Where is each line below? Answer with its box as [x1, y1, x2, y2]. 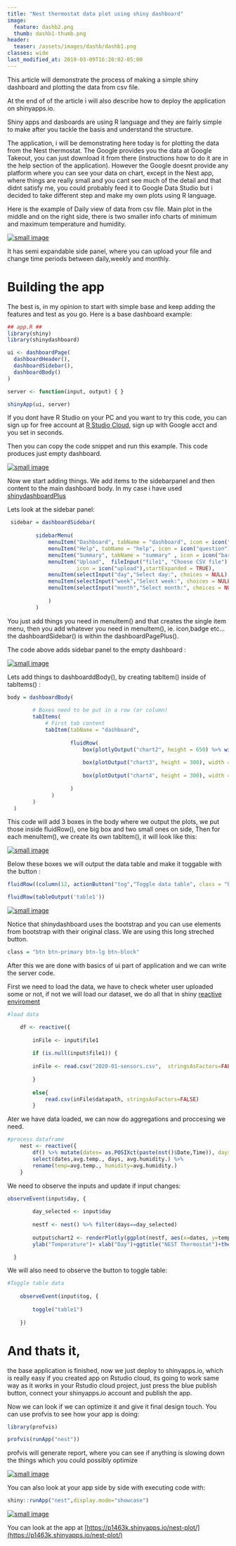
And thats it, [7, 1343, 81, 1359]
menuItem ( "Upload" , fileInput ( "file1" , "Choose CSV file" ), [48, 558, 231, 565]
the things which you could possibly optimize [7, 1456, 138, 1464]
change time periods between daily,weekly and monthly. [7, 254, 171, 262]
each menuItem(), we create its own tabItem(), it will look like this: [7, 832, 197, 841]
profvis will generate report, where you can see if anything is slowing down [7, 1449, 225, 1457]
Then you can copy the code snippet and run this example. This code [7, 442, 209, 450]
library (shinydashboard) [7, 336, 80, 343]
